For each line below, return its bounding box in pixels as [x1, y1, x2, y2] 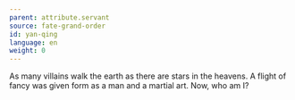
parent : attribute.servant [9, 12, 110, 22]
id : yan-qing [9, 29, 58, 38]
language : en [9, 37, 58, 47]
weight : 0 [9, 46, 46, 55]
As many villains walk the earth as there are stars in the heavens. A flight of [9, 71, 287, 81]
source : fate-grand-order [9, 21, 105, 30]
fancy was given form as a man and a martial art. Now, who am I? [9, 80, 249, 91]
